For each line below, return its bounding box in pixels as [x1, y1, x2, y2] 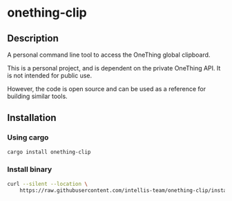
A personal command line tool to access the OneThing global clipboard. [7, 50, 211, 59]
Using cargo [7, 133, 49, 142]
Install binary [7, 164, 52, 174]
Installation [7, 112, 57, 124]
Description [7, 32, 59, 44]
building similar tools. [7, 92, 68, 100]
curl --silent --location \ [7, 180, 88, 187]
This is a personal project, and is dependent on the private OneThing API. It [7, 64, 221, 72]
